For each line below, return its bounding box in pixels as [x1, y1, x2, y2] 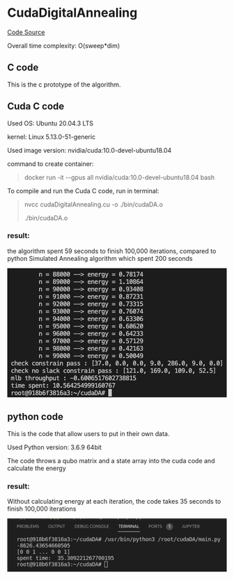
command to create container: [7, 159, 94, 168]
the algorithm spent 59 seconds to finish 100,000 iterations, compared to [7, 246, 217, 255]
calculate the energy [7, 464, 66, 472]
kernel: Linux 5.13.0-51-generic [7, 133, 96, 141]
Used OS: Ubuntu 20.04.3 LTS [7, 119, 94, 127]
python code [7, 411, 64, 423]
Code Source [7, 28, 45, 36]
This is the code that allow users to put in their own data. [7, 429, 170, 437]
